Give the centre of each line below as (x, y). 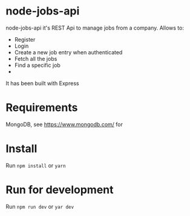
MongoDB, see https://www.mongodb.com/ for (64, 124)
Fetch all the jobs (36, 59)
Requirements (42, 108)
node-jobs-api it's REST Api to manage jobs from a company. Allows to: (95, 28)
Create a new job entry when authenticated (68, 52)
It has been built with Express (42, 83)
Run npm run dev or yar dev (40, 206)
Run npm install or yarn (36, 165)
